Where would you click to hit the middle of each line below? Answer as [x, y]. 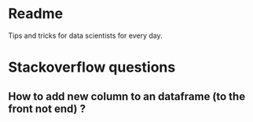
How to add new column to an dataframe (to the [127, 96]
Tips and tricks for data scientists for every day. [85, 35]
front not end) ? [47, 108]
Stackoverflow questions [92, 67]
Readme [36, 14]
